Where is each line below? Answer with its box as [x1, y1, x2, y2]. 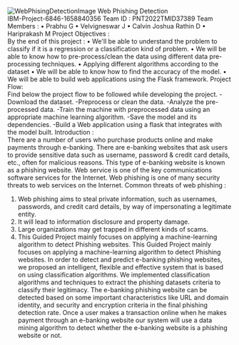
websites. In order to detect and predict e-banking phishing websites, [17, 255, 223, 264]
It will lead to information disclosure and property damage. [17, 217, 190, 226]
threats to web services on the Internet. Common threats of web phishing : [7, 181, 227, 189]
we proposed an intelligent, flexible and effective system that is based [17, 263, 223, 271]
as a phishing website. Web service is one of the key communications [7, 166, 213, 174]
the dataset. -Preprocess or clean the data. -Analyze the [39, 98, 205, 106]
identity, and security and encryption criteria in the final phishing [17, 301, 208, 309]
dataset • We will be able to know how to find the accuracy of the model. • [7, 68, 227, 76]
